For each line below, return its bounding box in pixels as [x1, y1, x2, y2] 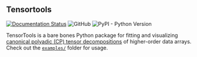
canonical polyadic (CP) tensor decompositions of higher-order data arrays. [6, 38, 192, 45]
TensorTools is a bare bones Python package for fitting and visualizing [6, 32, 178, 39]
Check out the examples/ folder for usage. [6, 44, 108, 51]
